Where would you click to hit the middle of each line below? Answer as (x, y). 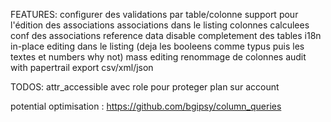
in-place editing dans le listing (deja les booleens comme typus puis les (157, 46)
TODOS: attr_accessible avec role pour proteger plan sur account (145, 87)
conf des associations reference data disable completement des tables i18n (166, 35)
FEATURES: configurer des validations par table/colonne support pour (154, 14)
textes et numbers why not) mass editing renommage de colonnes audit (158, 57)
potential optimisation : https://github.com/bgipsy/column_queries (146, 106)
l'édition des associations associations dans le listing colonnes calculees (160, 25)
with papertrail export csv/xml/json (82, 67)
